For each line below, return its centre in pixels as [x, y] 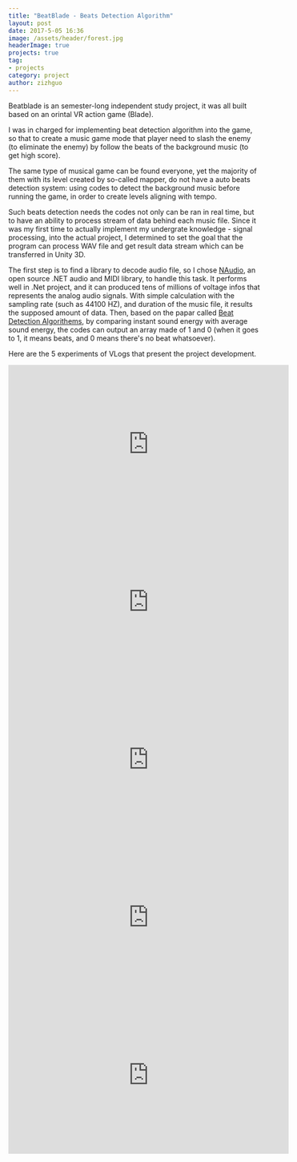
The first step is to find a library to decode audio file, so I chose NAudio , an [132, 270]
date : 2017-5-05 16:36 [46, 30]
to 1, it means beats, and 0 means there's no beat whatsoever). [112, 338]
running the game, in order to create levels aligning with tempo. [113, 196]
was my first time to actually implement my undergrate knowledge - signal [130, 228]
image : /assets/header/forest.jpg [66, 38]
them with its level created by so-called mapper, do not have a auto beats [129, 179]
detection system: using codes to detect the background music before [124, 188]
